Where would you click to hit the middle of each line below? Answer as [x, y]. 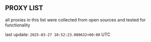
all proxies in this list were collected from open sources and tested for [75, 20]
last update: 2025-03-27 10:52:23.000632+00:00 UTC [58, 34]
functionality [18, 25]
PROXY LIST [24, 8]
